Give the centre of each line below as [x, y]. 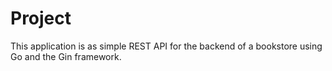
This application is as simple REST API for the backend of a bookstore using [166, 46]
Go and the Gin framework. [66, 56]
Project [41, 18]
